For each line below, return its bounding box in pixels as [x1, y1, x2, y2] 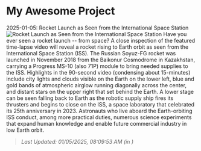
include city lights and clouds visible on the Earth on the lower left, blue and [6, 75, 194, 82]
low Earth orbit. [6, 126, 44, 134]
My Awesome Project [6, 4, 115, 18]
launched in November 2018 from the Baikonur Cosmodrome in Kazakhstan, [6, 56, 196, 63]
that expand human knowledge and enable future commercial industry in [6, 120, 187, 127]
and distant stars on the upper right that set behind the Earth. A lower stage [6, 88, 194, 95]
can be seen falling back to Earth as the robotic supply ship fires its [6, 94, 174, 102]
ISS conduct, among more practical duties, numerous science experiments [6, 113, 192, 121]
